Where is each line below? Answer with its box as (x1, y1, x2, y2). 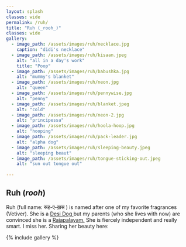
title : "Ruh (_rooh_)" (6, 25, 61, 31)
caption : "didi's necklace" (16, 47, 85, 53)
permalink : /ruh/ (6, 19, 49, 25)
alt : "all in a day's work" (16, 57, 85, 63)
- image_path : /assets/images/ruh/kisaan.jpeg (11, 52, 127, 58)
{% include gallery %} (6, 234, 60, 241)
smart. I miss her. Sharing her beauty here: (6, 222, 109, 229)
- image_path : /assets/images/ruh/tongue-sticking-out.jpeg (11, 156, 161, 162)
